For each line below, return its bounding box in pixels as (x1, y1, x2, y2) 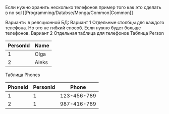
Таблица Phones (5, 72, 40, 78)
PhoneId (8, 84, 29, 90)
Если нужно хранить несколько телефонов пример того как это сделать (5, 5, 161, 10)
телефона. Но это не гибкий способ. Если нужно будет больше (5, 25, 141, 31)
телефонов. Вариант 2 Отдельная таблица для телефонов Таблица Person (5, 30, 164, 36)
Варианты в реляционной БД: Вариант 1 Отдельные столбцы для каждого (5, 20, 164, 25)
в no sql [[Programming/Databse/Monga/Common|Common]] (5, 10, 133, 16)
